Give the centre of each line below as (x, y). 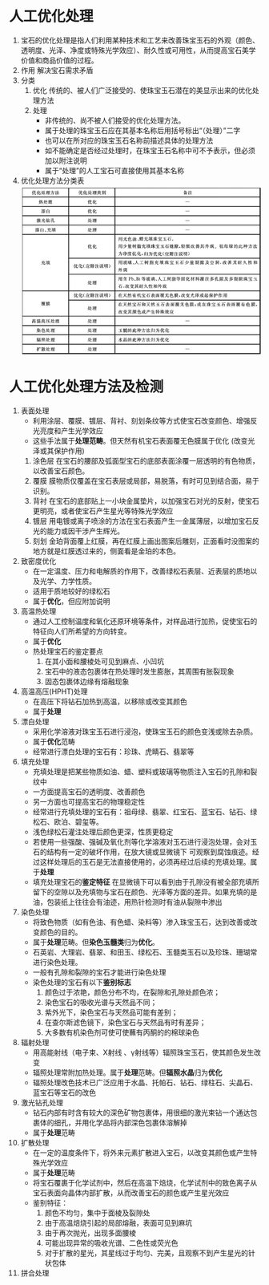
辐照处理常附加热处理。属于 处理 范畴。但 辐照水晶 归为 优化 (127, 1072)
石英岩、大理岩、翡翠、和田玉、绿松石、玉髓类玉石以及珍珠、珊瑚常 (145, 952)
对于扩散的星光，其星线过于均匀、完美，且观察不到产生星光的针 (150, 1253)
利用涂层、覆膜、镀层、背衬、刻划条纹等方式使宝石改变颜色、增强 (141, 420)
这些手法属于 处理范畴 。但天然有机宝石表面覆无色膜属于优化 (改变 (140, 440)
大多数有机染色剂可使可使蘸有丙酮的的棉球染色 (122, 1032)
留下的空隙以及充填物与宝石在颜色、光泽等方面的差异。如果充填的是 (145, 892)
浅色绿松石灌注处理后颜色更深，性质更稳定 (103, 832)
